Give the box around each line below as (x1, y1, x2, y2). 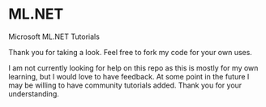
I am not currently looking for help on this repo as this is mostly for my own (8, 62, 259, 73)
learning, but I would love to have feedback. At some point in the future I (8, 71, 250, 81)
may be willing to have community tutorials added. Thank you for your (8, 80, 242, 90)
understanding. (8, 88, 59, 98)
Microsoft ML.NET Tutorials (8, 32, 100, 41)
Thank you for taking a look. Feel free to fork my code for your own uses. (8, 47, 253, 57)
